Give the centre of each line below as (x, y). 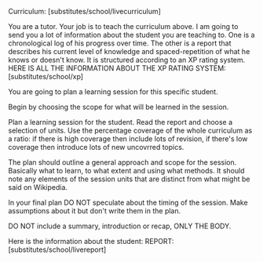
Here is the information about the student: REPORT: (91, 241)
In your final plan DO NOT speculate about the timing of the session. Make (128, 202)
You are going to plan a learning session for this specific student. (113, 92)
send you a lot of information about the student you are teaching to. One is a (131, 35)
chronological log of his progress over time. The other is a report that (120, 43)
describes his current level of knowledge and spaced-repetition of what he (129, 51)
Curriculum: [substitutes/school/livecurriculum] (84, 11)
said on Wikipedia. (38, 187)
